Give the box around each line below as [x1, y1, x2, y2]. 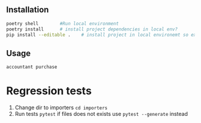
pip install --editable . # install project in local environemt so [6, 32, 188, 38]
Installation [6, 5, 49, 15]
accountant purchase [6, 64, 58, 70]
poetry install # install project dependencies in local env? [6, 26, 178, 32]
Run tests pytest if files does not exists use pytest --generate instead [14, 110, 188, 118]
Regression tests [6, 84, 92, 98]
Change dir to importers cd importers [14, 104, 108, 111]
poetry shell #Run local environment [6, 20, 119, 26]
